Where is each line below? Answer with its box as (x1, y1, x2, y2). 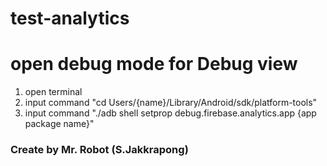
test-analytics (10, 7, 130, 30)
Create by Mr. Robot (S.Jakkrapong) (10, 143, 189, 157)
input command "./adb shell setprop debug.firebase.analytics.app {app (24, 107, 317, 119)
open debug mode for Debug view (10, 53, 298, 76)
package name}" (24, 118, 95, 130)
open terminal (24, 86, 83, 98)
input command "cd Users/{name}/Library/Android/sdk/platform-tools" (24, 97, 318, 109)
